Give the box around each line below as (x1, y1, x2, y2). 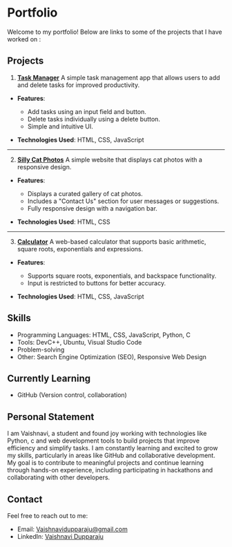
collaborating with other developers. (7, 473, 110, 481)
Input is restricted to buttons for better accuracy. (27, 278, 166, 287)
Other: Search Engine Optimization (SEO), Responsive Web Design (17, 352, 207, 361)
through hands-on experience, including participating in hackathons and (7, 466, 213, 474)
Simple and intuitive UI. (27, 122, 93, 131)
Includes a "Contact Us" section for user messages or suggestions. (27, 197, 220, 205)
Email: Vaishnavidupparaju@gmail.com (17, 525, 128, 533)
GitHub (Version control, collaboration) (17, 391, 128, 399)
